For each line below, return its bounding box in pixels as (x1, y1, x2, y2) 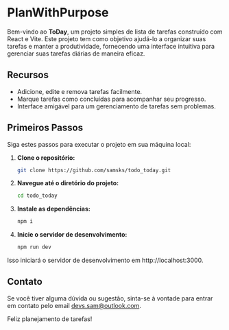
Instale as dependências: (16, 204, 91, 213)
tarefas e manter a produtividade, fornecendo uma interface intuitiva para (7, 42, 215, 50)
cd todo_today (16, 192, 58, 200)
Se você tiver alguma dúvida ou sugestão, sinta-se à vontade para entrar (7, 294, 213, 303)
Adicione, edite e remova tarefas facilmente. (16, 87, 143, 95)
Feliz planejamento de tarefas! (7, 314, 93, 323)
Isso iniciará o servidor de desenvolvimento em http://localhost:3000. (7, 256, 204, 265)
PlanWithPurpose (7, 5, 109, 21)
